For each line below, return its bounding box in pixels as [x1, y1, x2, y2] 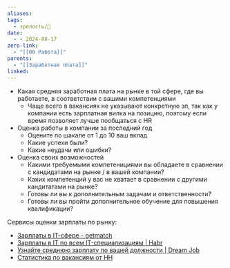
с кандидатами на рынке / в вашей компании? [27, 167, 164, 176]
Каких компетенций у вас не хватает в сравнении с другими [27, 175, 207, 183]
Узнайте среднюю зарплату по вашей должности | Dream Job [17, 246, 200, 254]
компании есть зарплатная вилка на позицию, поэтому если [27, 108, 207, 117]
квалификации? [27, 204, 74, 213]
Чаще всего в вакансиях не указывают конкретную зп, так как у [27, 102, 218, 110]
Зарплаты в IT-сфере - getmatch [17, 231, 113, 239]
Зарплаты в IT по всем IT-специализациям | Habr [17, 238, 163, 247]
